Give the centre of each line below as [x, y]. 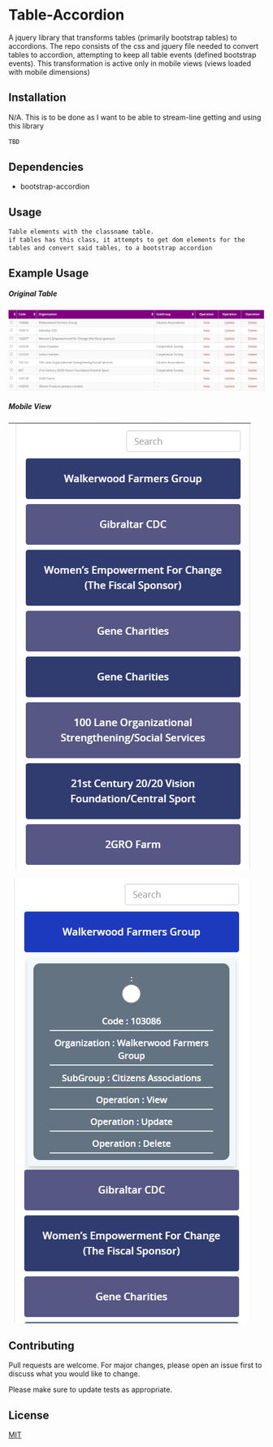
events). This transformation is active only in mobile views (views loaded [130, 63]
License [29, 1415]
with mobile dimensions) [50, 72]
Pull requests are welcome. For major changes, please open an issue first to [135, 1365]
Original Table [33, 293]
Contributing [41, 1346]
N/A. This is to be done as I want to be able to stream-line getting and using [135, 117]
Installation [37, 98]
